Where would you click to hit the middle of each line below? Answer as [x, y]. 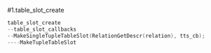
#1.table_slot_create [36, 10]
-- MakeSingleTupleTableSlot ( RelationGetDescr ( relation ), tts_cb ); [106, 36]
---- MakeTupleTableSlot [42, 42]
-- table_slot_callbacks [42, 29]
